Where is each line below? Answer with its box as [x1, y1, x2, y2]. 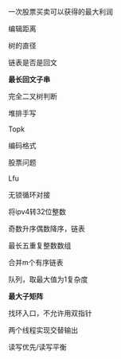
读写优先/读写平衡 [8, 342, 68, 352]
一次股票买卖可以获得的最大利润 [8, 7, 113, 16]
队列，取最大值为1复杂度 [8, 275, 88, 284]
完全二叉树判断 [8, 92, 57, 101]
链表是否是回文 [8, 58, 57, 67]
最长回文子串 [8, 75, 50, 84]
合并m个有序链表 [8, 258, 64, 267]
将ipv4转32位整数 [8, 207, 66, 217]
